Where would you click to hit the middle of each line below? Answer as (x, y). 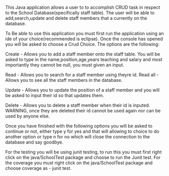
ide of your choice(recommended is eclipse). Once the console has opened (84, 39)
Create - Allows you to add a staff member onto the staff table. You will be (83, 54)
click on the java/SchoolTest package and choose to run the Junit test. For (83, 157)
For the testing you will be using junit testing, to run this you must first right (83, 152)
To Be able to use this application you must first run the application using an (84, 33)
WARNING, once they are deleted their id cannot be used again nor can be (83, 111)
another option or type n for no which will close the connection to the (78, 137)
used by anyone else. (27, 116)
